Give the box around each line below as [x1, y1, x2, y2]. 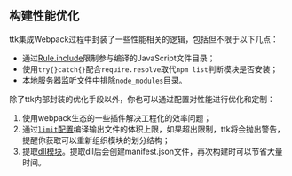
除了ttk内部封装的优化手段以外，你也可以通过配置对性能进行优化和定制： [9, 93, 275, 104]
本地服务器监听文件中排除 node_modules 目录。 [21, 75, 187, 85]
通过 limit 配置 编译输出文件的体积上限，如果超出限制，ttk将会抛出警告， [21, 124, 286, 134]
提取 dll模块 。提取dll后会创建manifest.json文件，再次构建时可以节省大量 [21, 146, 283, 156]
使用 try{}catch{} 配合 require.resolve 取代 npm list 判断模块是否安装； [21, 63, 279, 74]
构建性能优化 [9, 8, 80, 24]
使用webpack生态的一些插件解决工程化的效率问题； [21, 112, 211, 123]
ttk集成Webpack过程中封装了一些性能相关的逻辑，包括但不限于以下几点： [9, 34, 279, 44]
